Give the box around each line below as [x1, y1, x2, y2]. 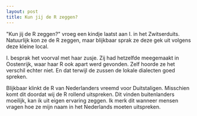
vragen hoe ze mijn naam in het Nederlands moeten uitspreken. [6, 103, 161, 110]
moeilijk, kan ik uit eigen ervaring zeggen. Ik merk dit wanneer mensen [6, 97, 179, 104]
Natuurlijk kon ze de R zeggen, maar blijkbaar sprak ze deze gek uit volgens [6, 37, 191, 44]
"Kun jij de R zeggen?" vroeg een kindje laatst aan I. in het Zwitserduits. [6, 30, 180, 37]
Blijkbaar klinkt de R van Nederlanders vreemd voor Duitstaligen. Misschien [6, 84, 190, 91]
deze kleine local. [6, 42, 49, 50]
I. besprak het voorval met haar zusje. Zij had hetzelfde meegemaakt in [6, 54, 179, 61]
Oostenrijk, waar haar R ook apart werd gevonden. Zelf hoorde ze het [6, 60, 176, 68]
